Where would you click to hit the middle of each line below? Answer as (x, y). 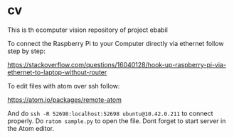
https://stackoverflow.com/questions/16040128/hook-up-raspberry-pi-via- (117, 64)
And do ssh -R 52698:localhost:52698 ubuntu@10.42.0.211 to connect (110, 113)
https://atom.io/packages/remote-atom (65, 99)
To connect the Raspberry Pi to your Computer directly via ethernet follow (116, 43)
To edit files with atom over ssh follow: (64, 86)
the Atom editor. (31, 128)
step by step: (27, 51)
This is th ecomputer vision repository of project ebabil (88, 30)
